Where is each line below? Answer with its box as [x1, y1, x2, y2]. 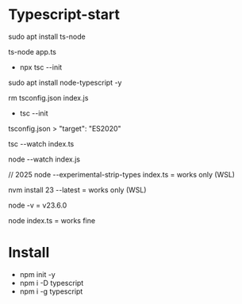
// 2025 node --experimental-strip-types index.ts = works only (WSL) [8, 169, 236, 179]
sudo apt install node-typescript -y [8, 78, 122, 87]
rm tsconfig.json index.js [8, 93, 89, 102]
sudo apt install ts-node [8, 32, 86, 41]
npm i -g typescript [19, 287, 83, 296]
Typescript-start [8, 6, 121, 24]
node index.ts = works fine [8, 215, 96, 225]
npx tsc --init [19, 62, 63, 72]
